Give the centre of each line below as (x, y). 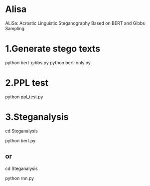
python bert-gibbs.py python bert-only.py (48, 62)
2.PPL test (27, 83)
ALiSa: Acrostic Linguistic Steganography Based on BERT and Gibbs (75, 23)
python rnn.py (20, 178)
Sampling (15, 28)
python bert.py (20, 140)
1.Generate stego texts (53, 49)
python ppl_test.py (24, 97)
